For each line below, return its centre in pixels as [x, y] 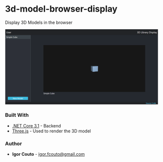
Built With [17, 115]
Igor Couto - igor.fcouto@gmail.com [48, 154]
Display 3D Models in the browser [39, 22]
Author [14, 144]
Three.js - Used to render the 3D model [51, 131]
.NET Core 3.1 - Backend [37, 126]
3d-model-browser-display [61, 9]
